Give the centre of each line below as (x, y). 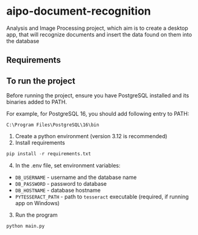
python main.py (26, 226)
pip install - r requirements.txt (49, 154)
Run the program (36, 215)
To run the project (41, 81)
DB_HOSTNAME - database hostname (58, 191)
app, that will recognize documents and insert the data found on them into (99, 34)
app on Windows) (37, 203)
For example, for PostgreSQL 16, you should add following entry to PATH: (98, 114)
